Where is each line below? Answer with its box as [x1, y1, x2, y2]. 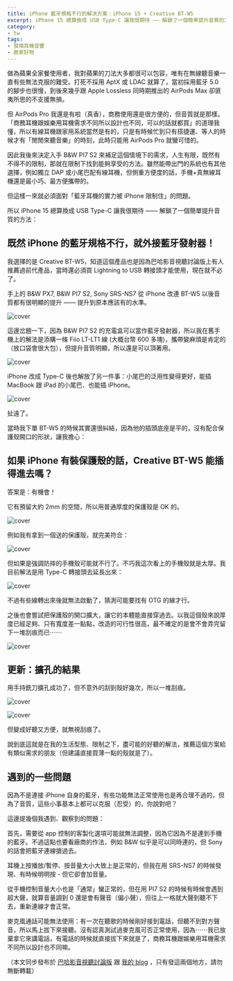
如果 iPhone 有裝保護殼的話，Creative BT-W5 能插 [7, 455, 224, 467]
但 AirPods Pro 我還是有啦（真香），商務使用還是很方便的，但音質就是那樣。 [7, 109, 224, 118]
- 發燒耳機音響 [7, 42, 45, 49]
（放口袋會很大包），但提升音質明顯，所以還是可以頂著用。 [7, 344, 175, 352]
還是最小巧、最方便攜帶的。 [12, 177, 92, 185]
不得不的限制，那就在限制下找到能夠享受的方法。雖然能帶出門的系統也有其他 [7, 159, 226, 168]
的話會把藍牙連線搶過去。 [7, 847, 80, 855]
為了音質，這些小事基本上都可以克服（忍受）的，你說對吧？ [7, 799, 178, 808]
